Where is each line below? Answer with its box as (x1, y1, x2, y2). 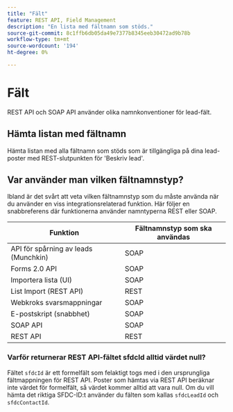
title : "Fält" (7, 10, 49, 17)
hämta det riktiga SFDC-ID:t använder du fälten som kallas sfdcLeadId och (7, 390, 218, 399)
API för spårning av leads (10, 244, 93, 254)
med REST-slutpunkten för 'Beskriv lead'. (27, 154, 144, 162)
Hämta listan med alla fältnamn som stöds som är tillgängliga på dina (7, 147, 203, 155)
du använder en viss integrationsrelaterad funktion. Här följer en (7, 199, 190, 208)
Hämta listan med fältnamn (7, 128, 127, 140)
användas (157, 232, 191, 242)
